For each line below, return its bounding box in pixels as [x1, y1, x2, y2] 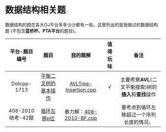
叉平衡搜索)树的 [120, 83, 157, 90]
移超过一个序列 [121, 111, 157, 118]
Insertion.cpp [65, 86, 96, 93]
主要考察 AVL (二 [120, 76, 157, 83]
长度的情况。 [124, 119, 154, 126]
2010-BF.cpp [64, 114, 97, 121]
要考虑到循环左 [121, 104, 157, 111]
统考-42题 [9, 114, 34, 121]
